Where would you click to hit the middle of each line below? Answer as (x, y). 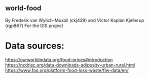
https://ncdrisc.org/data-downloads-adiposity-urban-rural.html (70, 65)
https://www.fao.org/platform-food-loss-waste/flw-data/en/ (67, 70)
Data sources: (35, 46)
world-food (23, 8)
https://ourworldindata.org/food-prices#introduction (59, 59)
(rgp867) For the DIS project (34, 25)
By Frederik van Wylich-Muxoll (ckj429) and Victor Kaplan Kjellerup (75, 20)
